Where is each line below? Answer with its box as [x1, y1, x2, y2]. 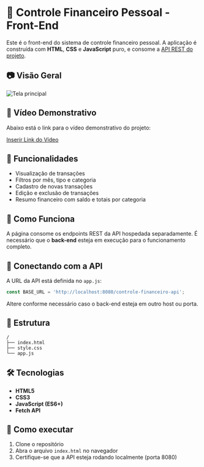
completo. [6, 243, 32, 250]
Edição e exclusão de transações [15, 190, 99, 197]
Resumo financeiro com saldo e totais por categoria [15, 196, 146, 203]
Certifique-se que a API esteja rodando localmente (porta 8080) [15, 453, 178, 461]
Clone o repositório [15, 441, 64, 448]
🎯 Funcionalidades [6, 153, 78, 164]
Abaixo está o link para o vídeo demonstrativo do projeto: [6, 124, 151, 131]
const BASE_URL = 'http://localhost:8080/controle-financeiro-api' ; [6, 289, 185, 295]
